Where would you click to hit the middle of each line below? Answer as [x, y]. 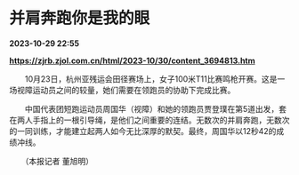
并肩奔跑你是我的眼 [80, 18]
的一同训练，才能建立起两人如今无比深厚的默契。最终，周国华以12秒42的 [143, 131]
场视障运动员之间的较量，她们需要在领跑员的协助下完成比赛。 [122, 90]
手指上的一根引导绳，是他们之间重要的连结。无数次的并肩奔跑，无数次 [161, 120]
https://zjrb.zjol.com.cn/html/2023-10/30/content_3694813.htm [132, 60]
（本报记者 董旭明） [59, 161]
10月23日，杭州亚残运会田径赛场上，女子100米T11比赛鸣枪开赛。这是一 [155, 79]
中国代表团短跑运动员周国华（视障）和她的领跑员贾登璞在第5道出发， [152, 108]
